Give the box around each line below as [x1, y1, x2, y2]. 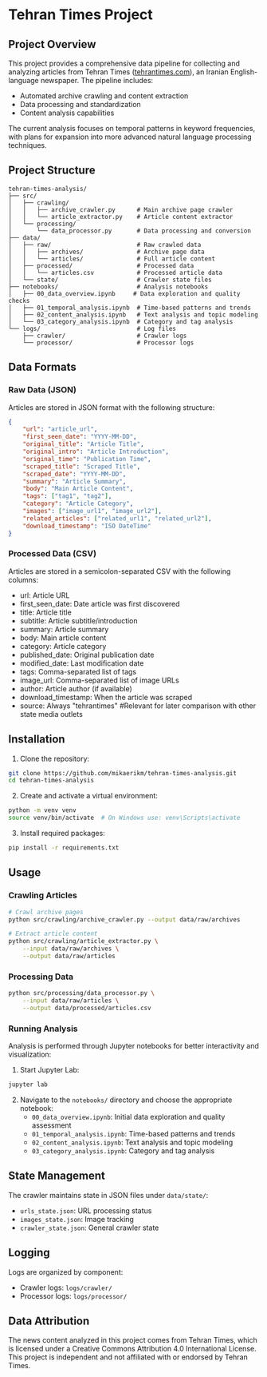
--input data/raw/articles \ [22, 997, 120, 1005]
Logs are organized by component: [8, 1267, 124, 1276]
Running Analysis [8, 1023, 78, 1034]
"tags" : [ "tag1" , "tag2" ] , [22, 492, 112, 500]
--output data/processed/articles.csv [22, 1004, 151, 1012]
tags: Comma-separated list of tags [19, 667, 137, 676]
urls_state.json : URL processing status [19, 1205, 152, 1216]
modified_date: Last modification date [19, 658, 144, 668]
